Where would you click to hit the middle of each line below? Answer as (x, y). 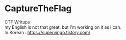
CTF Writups (17, 22)
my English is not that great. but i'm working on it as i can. (63, 27)
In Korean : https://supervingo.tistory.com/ (48, 32)
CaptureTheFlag (38, 9)
